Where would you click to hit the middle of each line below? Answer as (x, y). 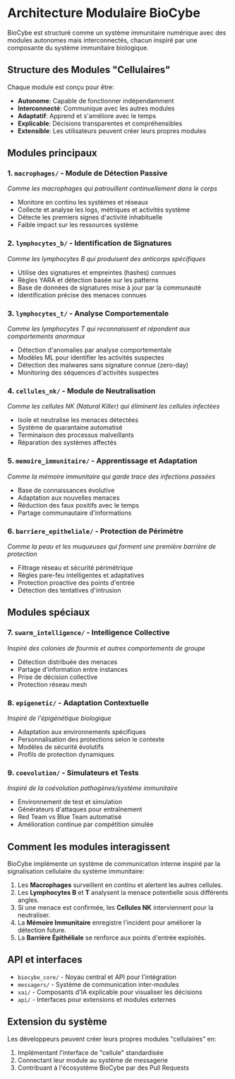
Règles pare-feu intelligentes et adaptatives (81, 575)
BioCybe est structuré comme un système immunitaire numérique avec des (117, 33)
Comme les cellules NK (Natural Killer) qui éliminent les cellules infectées (114, 406)
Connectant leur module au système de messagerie (92, 1060)
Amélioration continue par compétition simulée (85, 824)
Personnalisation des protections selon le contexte (91, 739)
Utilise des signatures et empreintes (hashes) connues (97, 272)
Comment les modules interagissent (89, 846)
